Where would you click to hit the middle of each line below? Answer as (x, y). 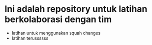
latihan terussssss (30, 38)
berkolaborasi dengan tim (58, 19)
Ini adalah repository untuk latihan (76, 9)
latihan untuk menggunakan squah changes (56, 33)
